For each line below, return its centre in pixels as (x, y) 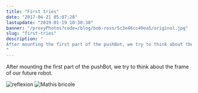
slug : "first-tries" (32, 34)
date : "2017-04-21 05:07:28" (42, 17)
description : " (25, 39)
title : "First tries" (33, 11)
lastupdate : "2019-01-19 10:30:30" (50, 22)
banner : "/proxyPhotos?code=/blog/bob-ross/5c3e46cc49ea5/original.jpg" (97, 28)
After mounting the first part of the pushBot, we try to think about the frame (98, 67)
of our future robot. (29, 73)
